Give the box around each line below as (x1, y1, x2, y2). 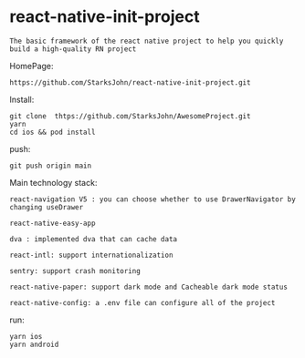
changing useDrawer (9, 202, 84, 211)
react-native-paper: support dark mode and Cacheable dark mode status (9, 282, 288, 292)
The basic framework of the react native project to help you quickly (9, 36, 284, 46)
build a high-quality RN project (9, 44, 137, 54)
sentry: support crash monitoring (9, 266, 142, 275)
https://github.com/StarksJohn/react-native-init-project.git (9, 77, 251, 87)
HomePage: (9, 60, 54, 71)
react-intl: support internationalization (9, 251, 174, 260)
